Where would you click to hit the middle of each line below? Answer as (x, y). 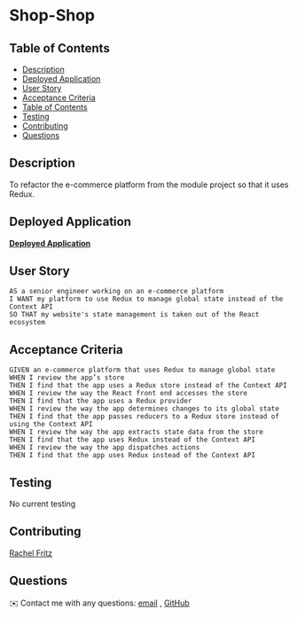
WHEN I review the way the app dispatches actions (105, 448)
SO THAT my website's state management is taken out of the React (134, 315)
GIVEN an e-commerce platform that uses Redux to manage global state (142, 370)
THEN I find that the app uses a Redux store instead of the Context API (148, 386)
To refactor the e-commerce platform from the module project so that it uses (149, 184)
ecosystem (27, 323)
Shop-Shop (52, 16)
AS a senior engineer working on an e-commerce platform (117, 292)
